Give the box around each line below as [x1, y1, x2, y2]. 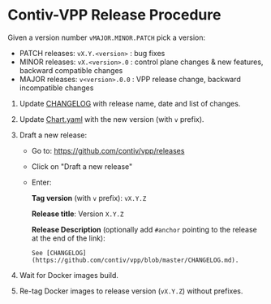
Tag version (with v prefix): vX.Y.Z [31, 193, 147, 202]
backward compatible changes [19, 65, 123, 75]
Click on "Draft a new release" [31, 161, 133, 172]
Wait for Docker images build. [19, 270, 119, 280]
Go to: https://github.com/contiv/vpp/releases [31, 145, 185, 155]
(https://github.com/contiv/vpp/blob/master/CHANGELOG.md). [31, 256, 239, 264]
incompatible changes [19, 83, 94, 93]
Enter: [31, 177, 52, 187]
